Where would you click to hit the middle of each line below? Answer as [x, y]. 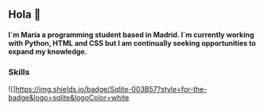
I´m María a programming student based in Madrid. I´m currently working [131, 34]
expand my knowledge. [48, 51]
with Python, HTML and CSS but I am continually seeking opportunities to [132, 43]
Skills [19, 72]
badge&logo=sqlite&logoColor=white [69, 98]
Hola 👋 [25, 15]
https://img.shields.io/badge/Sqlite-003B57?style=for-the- [111, 89]
